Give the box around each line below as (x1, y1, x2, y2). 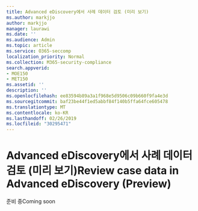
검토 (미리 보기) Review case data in (6, 164, 179, 178)
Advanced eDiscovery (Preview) (6, 177, 172, 191)
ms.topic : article (6, 43, 52, 49)
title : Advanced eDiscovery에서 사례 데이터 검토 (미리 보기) (6, 8, 149, 15)
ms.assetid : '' (6, 82, 45, 88)
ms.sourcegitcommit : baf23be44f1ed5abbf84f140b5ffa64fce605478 (6, 98, 169, 104)
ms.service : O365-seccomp (6, 48, 71, 54)
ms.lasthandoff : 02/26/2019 (6, 115, 77, 121)
